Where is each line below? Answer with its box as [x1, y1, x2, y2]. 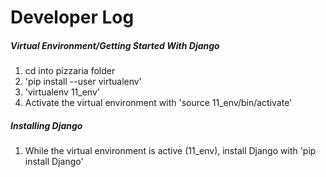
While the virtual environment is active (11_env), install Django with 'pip [24, 145, 317, 157]
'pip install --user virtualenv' [24, 76, 142, 88]
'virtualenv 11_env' [24, 86, 100, 98]
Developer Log [10, 6, 135, 29]
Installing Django [10, 119, 83, 131]
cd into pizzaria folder [24, 65, 116, 77]
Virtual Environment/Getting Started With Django [10, 39, 220, 51]
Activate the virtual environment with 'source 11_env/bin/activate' [24, 97, 293, 109]
